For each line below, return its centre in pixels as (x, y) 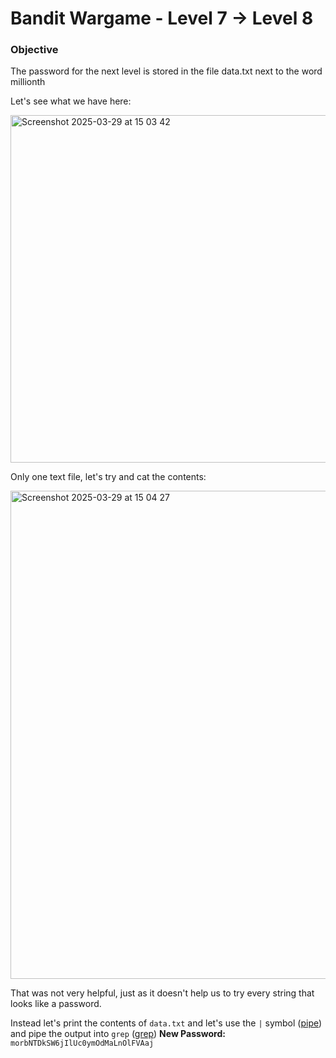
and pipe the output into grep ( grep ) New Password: (118, 1034)
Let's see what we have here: (71, 101)
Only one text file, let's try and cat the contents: (108, 477)
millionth (28, 82)
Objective (34, 50)
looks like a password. (56, 1004)
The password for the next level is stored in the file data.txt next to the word (166, 71)
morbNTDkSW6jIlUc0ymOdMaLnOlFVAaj (82, 1043)
